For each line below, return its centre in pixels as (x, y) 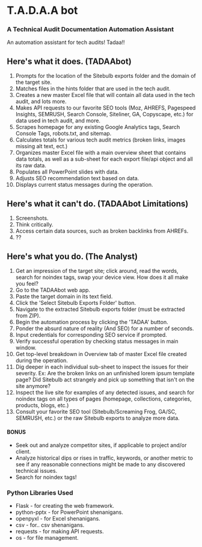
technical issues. (36, 471)
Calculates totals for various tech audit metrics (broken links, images (100, 140)
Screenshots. (32, 218)
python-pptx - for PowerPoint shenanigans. (69, 512)
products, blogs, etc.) (42, 405)
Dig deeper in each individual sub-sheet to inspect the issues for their (102, 367)
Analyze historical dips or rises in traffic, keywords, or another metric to (104, 458)
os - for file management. (47, 538)
